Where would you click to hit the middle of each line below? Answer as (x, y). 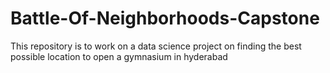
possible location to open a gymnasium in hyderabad (119, 56)
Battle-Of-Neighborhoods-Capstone (165, 18)
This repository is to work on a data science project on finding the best (156, 46)
